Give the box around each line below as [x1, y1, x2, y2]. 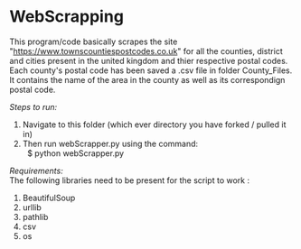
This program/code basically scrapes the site [9, 36, 178, 47]
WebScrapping [9, 6, 125, 27]
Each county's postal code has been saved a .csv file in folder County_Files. [9, 65, 293, 76]
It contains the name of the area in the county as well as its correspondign [9, 74, 286, 85]
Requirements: [9, 165, 63, 176]
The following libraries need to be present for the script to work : [9, 174, 250, 186]
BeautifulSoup [22, 192, 76, 203]
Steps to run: [9, 101, 58, 112]
